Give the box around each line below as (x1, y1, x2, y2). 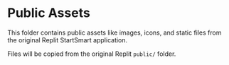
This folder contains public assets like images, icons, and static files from (7, 28, 222, 37)
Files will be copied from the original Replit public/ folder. (7, 49, 176, 58)
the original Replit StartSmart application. (7, 35, 128, 44)
